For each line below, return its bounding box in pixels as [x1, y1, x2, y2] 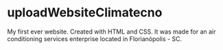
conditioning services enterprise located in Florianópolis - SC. [7, 34, 183, 42]
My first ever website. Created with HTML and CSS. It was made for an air [7, 27, 216, 36]
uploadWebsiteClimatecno [7, 5, 163, 21]
